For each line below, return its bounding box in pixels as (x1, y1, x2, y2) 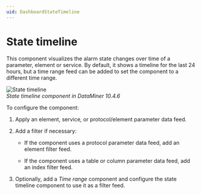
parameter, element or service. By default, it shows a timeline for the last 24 (6, 61, 196, 68)
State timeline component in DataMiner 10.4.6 (6, 92, 120, 100)
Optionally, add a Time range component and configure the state (15, 175, 177, 182)
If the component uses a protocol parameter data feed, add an (24, 139, 180, 146)
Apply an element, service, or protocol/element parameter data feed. (15, 115, 187, 123)
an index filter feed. (24, 164, 73, 171)
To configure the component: (6, 104, 79, 111)
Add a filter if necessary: (15, 127, 77, 135)
